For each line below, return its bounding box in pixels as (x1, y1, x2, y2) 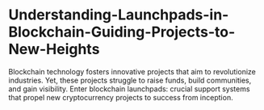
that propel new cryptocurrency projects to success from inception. (8, 92, 233, 102)
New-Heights (8, 40, 100, 58)
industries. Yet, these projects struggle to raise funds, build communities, (8, 75, 252, 85)
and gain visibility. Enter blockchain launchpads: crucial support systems (8, 83, 250, 94)
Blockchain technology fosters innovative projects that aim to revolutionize (8, 66, 257, 76)
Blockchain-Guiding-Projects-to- (8, 23, 236, 41)
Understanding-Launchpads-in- (8, 6, 229, 24)
